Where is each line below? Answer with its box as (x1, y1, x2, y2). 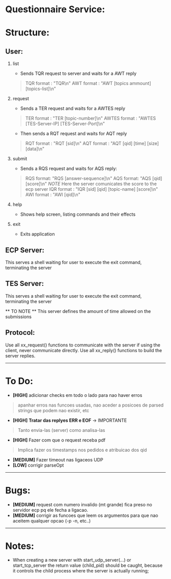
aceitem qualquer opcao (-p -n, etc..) (12, 517, 91, 524)
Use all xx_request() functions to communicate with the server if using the (5, 342, 160, 348)
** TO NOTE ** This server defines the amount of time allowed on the (5, 308, 151, 314)
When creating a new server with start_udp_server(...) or (12, 557, 131, 563)
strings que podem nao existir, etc (17, 407, 90, 413)
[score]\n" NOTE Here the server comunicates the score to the (25, 181, 157, 187)
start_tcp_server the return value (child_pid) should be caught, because (12, 562, 163, 568)
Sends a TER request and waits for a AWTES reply (20, 105, 126, 111)
